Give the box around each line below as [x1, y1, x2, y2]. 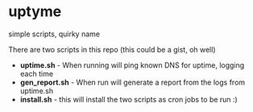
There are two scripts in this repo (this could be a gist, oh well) [8, 44, 216, 54]
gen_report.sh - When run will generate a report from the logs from [19, 77, 246, 87]
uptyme [8, 2, 62, 21]
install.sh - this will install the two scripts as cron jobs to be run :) [19, 94, 238, 104]
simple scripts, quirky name [8, 29, 101, 39]
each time [19, 68, 54, 78]
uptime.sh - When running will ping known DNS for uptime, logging [19, 60, 245, 70]
